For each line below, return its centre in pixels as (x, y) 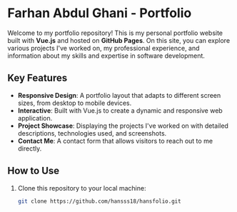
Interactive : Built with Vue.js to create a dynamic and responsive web (120, 110)
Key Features (37, 78)
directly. (30, 148)
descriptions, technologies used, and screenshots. (92, 133)
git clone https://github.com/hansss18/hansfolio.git (99, 201)
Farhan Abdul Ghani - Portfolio (100, 13)
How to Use (34, 171)
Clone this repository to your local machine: (82, 188)
